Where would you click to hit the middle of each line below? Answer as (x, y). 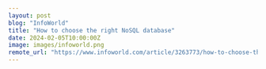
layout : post (30, 15)
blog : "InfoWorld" (38, 23)
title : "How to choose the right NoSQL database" (92, 30)
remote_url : (28, 52)
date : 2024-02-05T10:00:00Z (55, 38)
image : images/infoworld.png (56, 45)
